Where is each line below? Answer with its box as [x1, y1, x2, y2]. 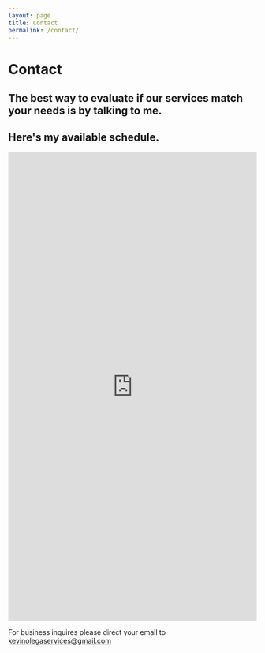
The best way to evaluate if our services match [8, 92, 243, 105]
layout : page [8, 11, 51, 20]
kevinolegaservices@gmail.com [8, 636, 112, 645]
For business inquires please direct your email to [8, 627, 166, 636]
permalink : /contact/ [8, 26, 80, 34]
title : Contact [8, 19, 58, 27]
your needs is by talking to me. [8, 103, 162, 117]
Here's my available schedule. [8, 131, 160, 144]
